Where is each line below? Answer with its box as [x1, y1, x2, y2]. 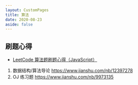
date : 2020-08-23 [5, 17, 42, 22]
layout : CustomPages [5, 7, 49, 13]
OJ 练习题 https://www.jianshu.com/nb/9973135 [12, 74, 114, 80]
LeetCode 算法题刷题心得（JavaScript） [12, 57, 98, 63]
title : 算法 [5, 12, 29, 17]
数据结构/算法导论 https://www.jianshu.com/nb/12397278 [12, 68, 133, 74]
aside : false [5, 22, 33, 27]
